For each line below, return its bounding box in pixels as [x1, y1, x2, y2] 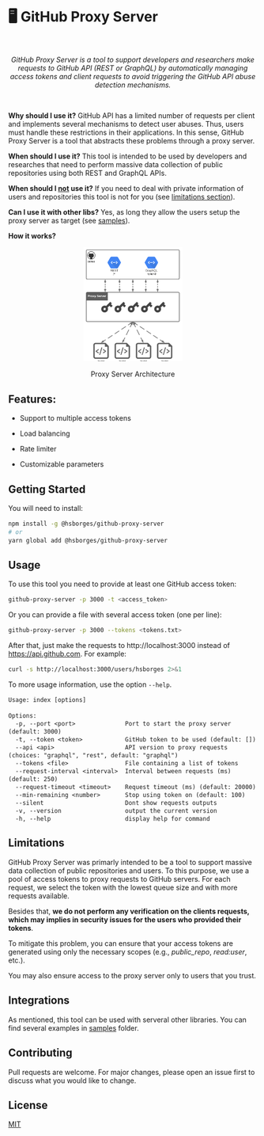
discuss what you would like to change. [8, 1076, 137, 1085]
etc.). [8, 955, 25, 965]
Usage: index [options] [8, 696, 87, 704]
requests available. [8, 890, 70, 901]
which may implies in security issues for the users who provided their [8, 914, 242, 924]
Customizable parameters [19, 459, 104, 469]
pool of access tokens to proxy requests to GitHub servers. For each [8, 874, 231, 883]
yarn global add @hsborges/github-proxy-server [8, 536, 168, 544]
